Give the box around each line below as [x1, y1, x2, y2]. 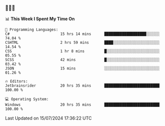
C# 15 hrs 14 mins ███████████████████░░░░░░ [5, 31, 160, 36]
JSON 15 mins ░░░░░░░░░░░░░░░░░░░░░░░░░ [5, 66, 160, 71]
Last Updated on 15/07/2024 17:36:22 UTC [5, 115, 92, 121]
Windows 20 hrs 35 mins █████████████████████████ [5, 102, 160, 107]
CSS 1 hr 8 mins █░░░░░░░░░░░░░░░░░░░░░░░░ [5, 49, 160, 54]
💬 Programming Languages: [5, 27, 58, 32]
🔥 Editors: [5, 79, 28, 84]
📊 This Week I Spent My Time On [5, 16, 75, 22]
